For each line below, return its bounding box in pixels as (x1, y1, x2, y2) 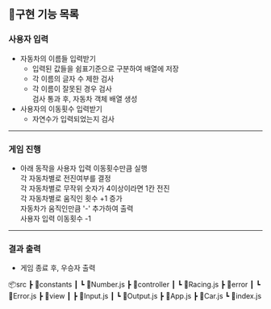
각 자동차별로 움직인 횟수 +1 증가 (19, 193, 123, 203)
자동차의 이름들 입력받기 (19, 53, 97, 63)
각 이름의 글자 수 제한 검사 (31, 73, 115, 83)
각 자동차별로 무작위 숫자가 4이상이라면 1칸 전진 (19, 183, 170, 193)
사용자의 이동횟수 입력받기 (19, 104, 103, 113)
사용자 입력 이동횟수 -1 (19, 213, 91, 223)
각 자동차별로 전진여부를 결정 (19, 173, 111, 183)
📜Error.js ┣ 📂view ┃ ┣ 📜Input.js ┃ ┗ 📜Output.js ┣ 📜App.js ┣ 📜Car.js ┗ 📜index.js (8, 291, 262, 301)
